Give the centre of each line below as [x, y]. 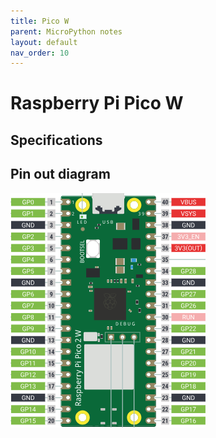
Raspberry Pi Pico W [97, 103]
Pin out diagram [60, 174]
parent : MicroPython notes [66, 31]
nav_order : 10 [40, 53]
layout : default [44, 42]
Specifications [56, 140]
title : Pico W [40, 21]
